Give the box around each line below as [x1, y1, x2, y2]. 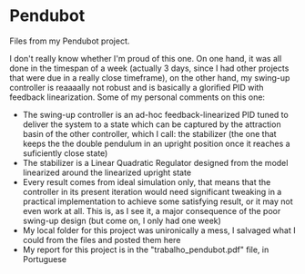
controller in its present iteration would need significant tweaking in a [22, 186, 282, 197]
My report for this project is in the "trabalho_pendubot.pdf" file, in [22, 244, 269, 255]
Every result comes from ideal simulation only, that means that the [22, 176, 271, 187]
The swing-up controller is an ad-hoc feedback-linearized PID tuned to [22, 109, 289, 120]
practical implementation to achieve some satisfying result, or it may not [22, 196, 293, 207]
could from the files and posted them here [22, 234, 181, 245]
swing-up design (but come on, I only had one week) [22, 215, 221, 226]
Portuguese [22, 253, 66, 264]
